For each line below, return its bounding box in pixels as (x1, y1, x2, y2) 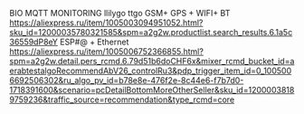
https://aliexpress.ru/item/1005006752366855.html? (9, 46, 204, 57)
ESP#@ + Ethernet (60, 36, 129, 47)
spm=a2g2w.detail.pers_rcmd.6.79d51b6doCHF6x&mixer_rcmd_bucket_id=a (9, 56, 295, 66)
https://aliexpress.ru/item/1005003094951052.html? (9, 17, 204, 28)
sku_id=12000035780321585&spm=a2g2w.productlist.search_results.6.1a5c (9, 27, 293, 37)
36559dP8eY (9, 36, 59, 47)
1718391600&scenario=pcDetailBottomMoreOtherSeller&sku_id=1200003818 (9, 85, 295, 95)
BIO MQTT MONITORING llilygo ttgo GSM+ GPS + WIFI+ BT (9, 8, 231, 18)
